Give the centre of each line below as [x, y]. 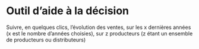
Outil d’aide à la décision [68, 11]
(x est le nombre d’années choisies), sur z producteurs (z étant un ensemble [99, 33]
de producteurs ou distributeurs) [46, 40]
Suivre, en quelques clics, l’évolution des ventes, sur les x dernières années [99, 27]
